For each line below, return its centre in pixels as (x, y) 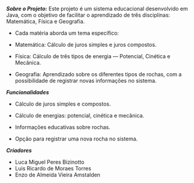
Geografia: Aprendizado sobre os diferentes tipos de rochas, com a (98, 74)
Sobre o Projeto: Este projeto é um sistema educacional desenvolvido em (97, 9)
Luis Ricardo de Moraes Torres (53, 168)
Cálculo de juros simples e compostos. (63, 104)
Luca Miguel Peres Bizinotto (50, 162)
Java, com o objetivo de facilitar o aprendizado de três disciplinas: (88, 15)
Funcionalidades (28, 92)
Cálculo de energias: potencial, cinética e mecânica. (80, 115)
